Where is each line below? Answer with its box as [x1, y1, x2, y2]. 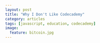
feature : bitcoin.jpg [9, 30, 54, 35]
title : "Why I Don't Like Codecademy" [5, 12, 85, 17]
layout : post [5, 7, 32, 12]
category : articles [5, 16, 45, 21]
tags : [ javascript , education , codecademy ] [5, 21, 96, 26]
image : [5, 26, 19, 31]
